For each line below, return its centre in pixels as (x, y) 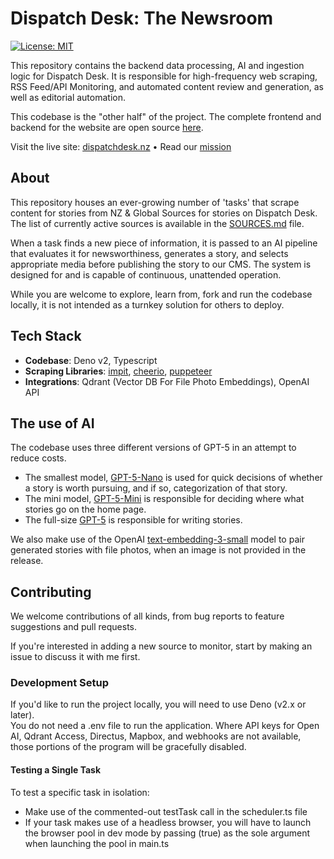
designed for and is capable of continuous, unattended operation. (146, 274)
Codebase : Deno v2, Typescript (91, 360)
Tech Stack (46, 336)
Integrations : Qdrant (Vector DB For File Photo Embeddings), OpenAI (167, 381)
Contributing (51, 592)
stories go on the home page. (85, 509)
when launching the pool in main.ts (97, 843)
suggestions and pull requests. (74, 627)
